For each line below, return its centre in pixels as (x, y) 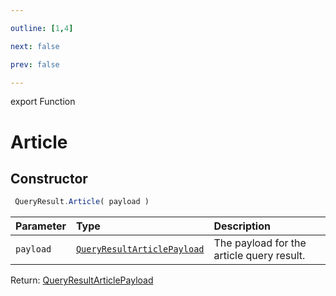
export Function (43, 102)
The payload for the (260, 243)
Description (242, 226)
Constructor (49, 178)
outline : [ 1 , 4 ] (42, 28)
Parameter (41, 226)
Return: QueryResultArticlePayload (82, 280)
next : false (35, 46)
